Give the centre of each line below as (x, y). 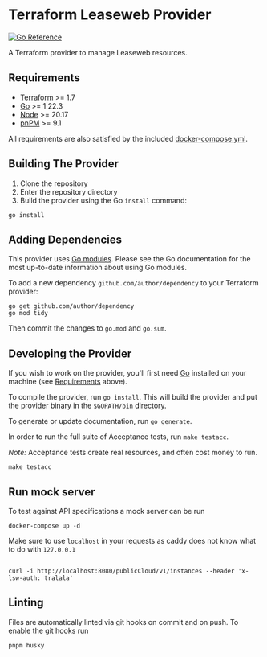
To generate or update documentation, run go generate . (100, 421)
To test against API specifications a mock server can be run (107, 511)
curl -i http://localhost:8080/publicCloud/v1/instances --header (121, 571)
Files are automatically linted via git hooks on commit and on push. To (123, 622)
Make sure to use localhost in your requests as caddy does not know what (132, 541)
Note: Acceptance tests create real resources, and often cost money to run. (133, 453)
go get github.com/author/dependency (71, 306)
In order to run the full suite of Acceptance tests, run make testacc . (118, 437)
